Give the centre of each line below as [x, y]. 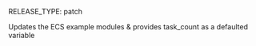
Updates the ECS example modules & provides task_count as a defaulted [128, 27]
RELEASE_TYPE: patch [45, 11]
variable [22, 35]
